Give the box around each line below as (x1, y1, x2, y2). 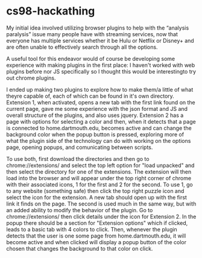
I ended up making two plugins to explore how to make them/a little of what (6, 86, 194, 93)
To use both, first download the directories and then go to (6, 155, 150, 162)
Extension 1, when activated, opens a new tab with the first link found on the (6, 98, 195, 106)
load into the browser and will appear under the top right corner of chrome (6, 174, 192, 181)
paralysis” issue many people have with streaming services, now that (6, 30, 178, 37)
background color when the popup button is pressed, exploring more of (6, 131, 185, 138)
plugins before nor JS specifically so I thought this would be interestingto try (6, 68, 197, 75)
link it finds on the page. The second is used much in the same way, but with (6, 200, 197, 207)
